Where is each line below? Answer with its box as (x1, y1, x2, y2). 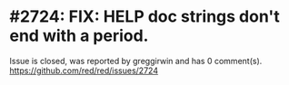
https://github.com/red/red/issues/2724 (9, 65, 159, 76)
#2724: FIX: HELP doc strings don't (9, 6, 280, 27)
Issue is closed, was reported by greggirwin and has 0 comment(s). (9, 55, 263, 66)
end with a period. (9, 25, 149, 46)
